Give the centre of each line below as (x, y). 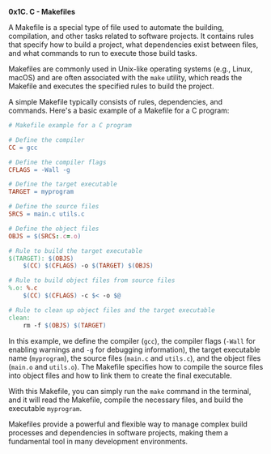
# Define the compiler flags (57, 162)
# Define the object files (54, 229)
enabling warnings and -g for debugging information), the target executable (134, 349)
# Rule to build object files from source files (92, 281)
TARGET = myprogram (41, 192)
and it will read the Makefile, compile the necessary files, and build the (126, 400)
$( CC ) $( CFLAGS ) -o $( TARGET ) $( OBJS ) (88, 266)
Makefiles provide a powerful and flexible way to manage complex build (128, 424)
